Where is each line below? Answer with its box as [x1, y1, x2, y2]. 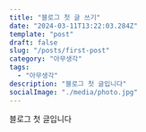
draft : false [9, 37, 58, 47]
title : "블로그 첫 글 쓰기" [9, 12, 101, 22]
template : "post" [9, 29, 74, 38]
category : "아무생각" [9, 54, 82, 63]
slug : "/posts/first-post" [9, 46, 110, 55]
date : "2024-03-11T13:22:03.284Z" [9, 21, 139, 30]
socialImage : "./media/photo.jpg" [9, 87, 139, 96]
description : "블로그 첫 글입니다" [9, 79, 127, 88]
